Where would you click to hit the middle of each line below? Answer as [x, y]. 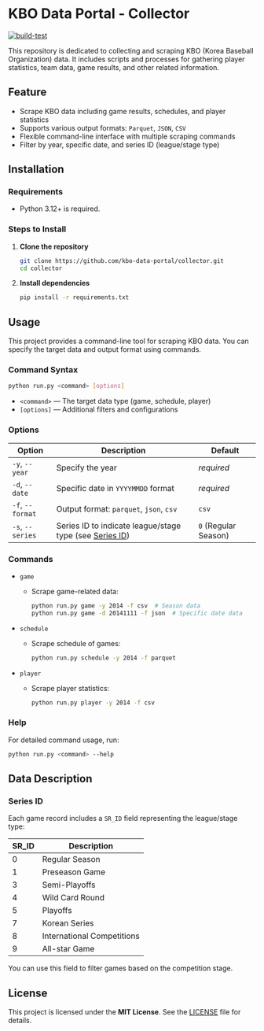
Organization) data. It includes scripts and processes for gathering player [126, 59]
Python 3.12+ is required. [60, 209]
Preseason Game [74, 872]
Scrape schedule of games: [76, 643]
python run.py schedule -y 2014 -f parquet [104, 658]
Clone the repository [54, 246]
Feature [27, 92]
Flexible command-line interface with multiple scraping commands [127, 136]
